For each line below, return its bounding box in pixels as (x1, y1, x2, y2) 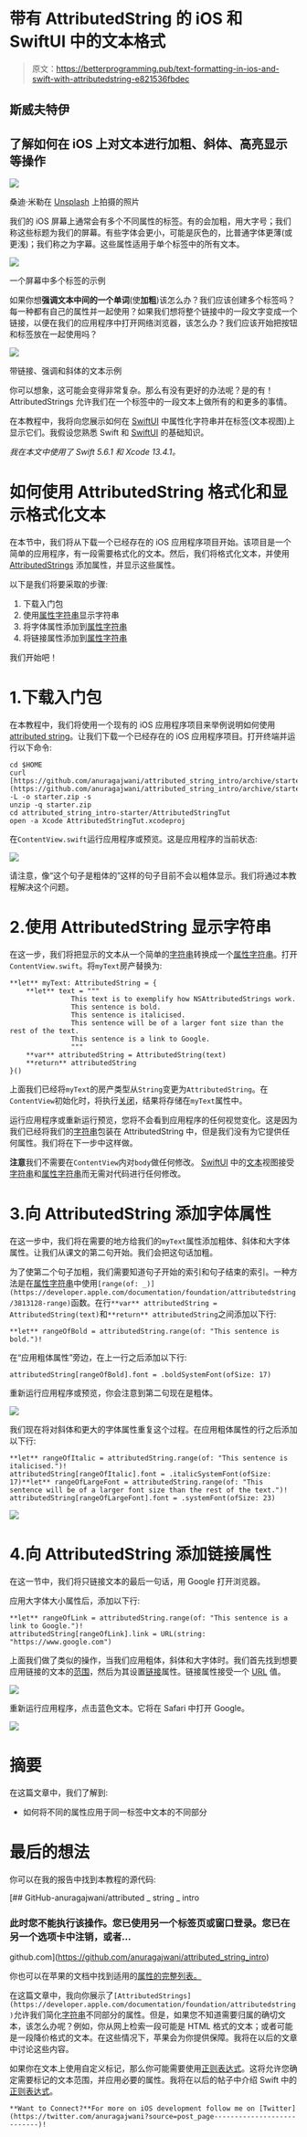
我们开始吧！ (9, 652, 58, 663)
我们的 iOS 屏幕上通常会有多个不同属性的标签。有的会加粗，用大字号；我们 (9, 216, 291, 227)
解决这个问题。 (16, 882, 74, 893)
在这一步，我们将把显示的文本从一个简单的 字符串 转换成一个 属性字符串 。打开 (9, 948, 298, 959)
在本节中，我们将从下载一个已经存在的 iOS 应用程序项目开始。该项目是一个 (9, 536, 291, 548)
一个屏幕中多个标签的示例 (9, 275, 106, 286)
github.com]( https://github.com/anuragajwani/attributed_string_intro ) (9, 1952, 270, 1962)
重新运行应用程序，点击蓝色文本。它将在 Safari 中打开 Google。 (9, 1702, 249, 1713)
